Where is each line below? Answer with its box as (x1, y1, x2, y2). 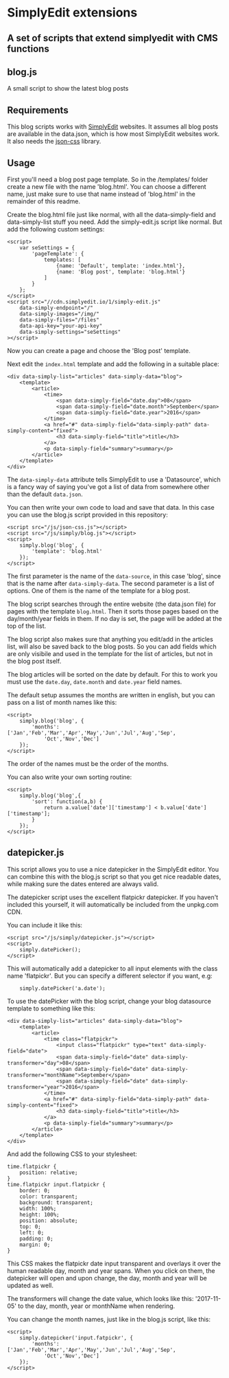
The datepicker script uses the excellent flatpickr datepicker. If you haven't (7, 893, 219, 901)
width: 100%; (19, 1205, 57, 1212)
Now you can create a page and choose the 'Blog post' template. (7, 347, 191, 355)
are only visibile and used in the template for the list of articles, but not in (7, 650, 213, 658)
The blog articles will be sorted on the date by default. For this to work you (7, 670, 218, 679)
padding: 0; (19, 1235, 53, 1242)
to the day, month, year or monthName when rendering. (18, 1302, 176, 1310)
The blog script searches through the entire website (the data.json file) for (7, 600, 216, 609)
